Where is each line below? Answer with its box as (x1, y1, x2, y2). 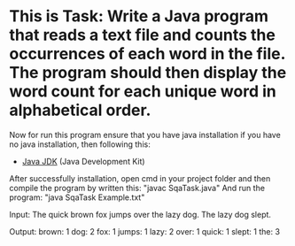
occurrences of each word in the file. (9, 44, 286, 64)
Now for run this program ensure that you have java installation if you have (9, 129, 281, 140)
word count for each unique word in (9, 81, 276, 102)
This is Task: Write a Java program (9, 6, 268, 27)
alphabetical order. (9, 100, 151, 120)
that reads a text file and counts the (9, 25, 276, 45)
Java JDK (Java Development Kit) (21, 156, 145, 166)
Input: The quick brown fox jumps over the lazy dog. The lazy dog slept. (9, 209, 272, 219)
